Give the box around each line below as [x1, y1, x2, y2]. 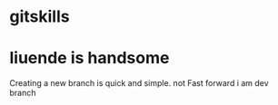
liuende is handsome [9, 48, 170, 69]
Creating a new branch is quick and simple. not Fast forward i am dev [9, 78, 270, 89]
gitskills [9, 6, 70, 27]
